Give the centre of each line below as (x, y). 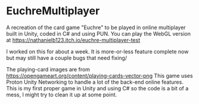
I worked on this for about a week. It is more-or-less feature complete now (97, 51)
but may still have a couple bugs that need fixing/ (66, 58)
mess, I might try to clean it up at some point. (62, 94)
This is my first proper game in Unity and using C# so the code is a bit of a (97, 88)
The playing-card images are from (48, 69)
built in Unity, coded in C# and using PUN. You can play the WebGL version (98, 33)
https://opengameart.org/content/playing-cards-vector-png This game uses (99, 75)
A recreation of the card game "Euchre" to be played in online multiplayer (96, 27)
